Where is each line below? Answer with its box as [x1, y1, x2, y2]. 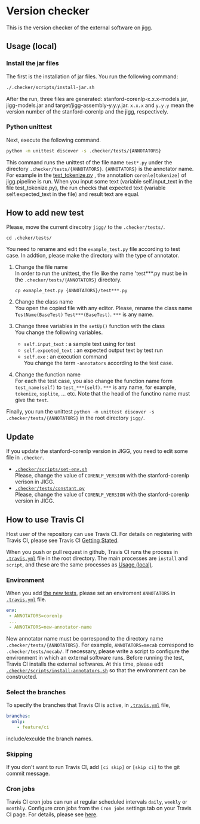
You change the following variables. [14, 329, 103, 336]
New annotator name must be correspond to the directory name [6, 635, 164, 642]
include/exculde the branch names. [6, 735, 93, 742]
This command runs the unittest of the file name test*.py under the [6, 158, 173, 166]
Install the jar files [6, 59, 59, 68]
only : [11, 719, 26, 725]
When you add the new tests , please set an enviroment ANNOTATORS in [6, 590, 176, 597]
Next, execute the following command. [6, 136, 101, 143]
